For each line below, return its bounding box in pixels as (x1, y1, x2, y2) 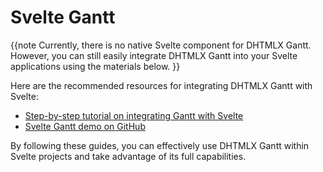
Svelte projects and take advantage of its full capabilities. (10, 150, 247, 162)
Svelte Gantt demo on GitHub (24, 120, 146, 132)
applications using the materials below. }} (10, 60, 181, 72)
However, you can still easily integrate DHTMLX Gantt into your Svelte (10, 49, 298, 61)
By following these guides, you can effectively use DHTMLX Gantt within (10, 139, 310, 151)
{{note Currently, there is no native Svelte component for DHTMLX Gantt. (10, 39, 312, 51)
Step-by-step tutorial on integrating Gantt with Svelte (24, 109, 244, 121)
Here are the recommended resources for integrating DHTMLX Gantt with (10, 79, 313, 91)
